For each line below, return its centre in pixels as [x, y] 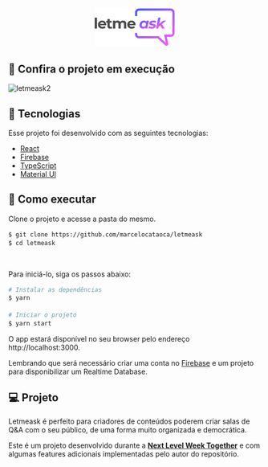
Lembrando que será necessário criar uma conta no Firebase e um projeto [131, 363]
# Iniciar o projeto [43, 315]
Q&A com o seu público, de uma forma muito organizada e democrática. [128, 429]
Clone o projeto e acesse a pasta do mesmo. [82, 219]
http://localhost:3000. [44, 347]
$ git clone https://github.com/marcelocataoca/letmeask [106, 234]
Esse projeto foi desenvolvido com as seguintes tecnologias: [108, 133]
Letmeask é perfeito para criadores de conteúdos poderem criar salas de [129, 421]
